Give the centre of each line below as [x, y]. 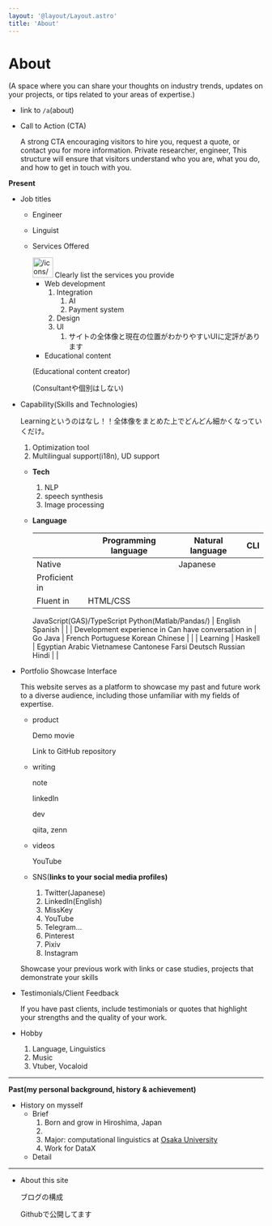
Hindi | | [45, 656]
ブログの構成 [41, 1197]
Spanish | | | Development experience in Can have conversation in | [144, 630]
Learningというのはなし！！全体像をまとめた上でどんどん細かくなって [137, 421]
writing [44, 767]
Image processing [74, 505]
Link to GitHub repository [74, 751]
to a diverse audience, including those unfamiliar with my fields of [130, 695]
